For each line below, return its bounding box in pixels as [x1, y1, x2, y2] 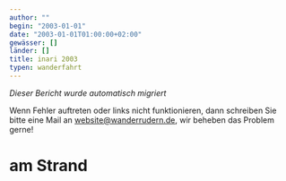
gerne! [9, 124, 34, 134]
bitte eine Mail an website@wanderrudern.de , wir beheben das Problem [9, 114, 275, 125]
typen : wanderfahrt [9, 64, 82, 73]
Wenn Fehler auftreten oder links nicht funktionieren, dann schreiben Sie [9, 105, 277, 116]
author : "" [9, 13, 50, 22]
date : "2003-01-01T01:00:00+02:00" [9, 30, 143, 39]
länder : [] [9, 47, 50, 56]
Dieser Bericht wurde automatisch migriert [9, 87, 167, 99]
